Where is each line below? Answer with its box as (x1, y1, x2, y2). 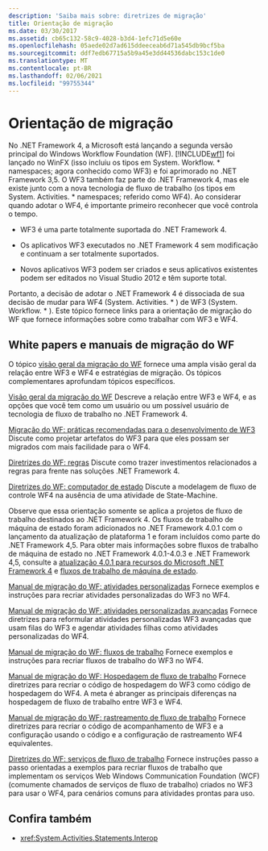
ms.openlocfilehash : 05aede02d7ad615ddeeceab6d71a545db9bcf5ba (8, 42, 225, 50)
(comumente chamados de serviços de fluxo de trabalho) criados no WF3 (8, 780, 254, 790)
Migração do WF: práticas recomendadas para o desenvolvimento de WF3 (8, 425, 256, 435)
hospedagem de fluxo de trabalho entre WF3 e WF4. (8, 697, 183, 707)
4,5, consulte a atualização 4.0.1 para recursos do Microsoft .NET (8, 557, 224, 567)
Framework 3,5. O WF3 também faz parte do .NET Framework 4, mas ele (8, 175, 249, 185)
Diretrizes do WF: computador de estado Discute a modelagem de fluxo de (8, 482, 257, 492)
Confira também (8, 811, 93, 825)
